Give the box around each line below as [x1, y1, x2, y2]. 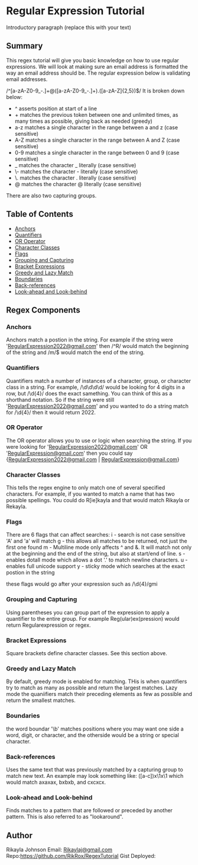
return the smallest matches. [6, 697, 76, 704]
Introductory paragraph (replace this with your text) [6, 24, 132, 31]
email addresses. [6, 75, 48, 82]
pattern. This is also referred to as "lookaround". [6, 813, 124, 821]
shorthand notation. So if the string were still [6, 396, 114, 403]
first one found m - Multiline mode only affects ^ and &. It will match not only [6, 544, 192, 551]
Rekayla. [6, 503, 27, 510]
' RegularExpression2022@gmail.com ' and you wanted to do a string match [6, 402, 189, 410]
